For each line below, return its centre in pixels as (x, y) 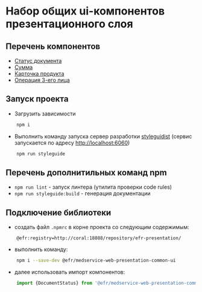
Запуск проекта (37, 99)
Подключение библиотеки (58, 213)
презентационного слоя (69, 24)
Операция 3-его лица (42, 80)
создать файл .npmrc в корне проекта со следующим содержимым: (102, 227)
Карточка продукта (39, 73)
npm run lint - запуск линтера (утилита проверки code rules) (93, 187)
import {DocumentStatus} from (55, 283)
